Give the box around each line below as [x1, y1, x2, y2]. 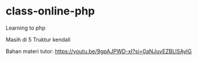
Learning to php [5, 24, 46, 31]
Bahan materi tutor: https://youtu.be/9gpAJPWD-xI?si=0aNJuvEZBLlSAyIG [5, 47, 192, 55]
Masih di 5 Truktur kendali [5, 36, 71, 43]
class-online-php [5, 4, 95, 18]
